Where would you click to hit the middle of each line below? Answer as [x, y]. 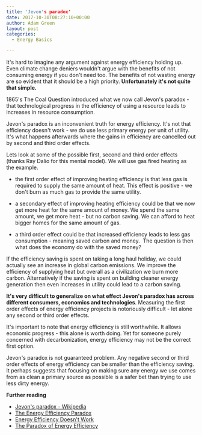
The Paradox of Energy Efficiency [57, 426]
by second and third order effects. [49, 143]
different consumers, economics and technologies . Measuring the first [96, 302]
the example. [22, 167]
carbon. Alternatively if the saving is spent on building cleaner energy [92, 278]
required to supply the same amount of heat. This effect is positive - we [103, 185]
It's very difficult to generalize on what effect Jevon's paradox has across [100, 296]
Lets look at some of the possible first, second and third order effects [92, 155]
